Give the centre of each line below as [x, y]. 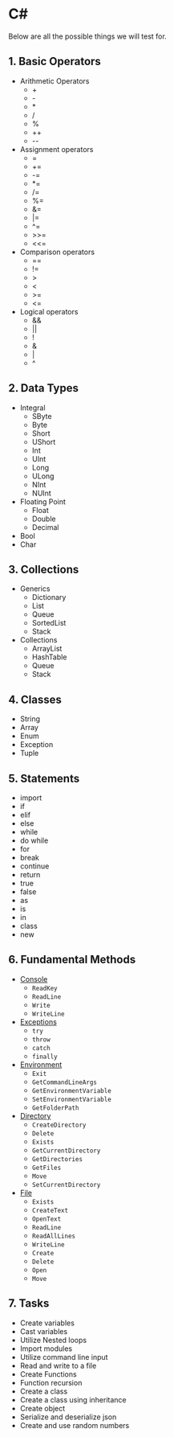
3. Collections [44, 569]
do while [34, 840]
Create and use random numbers [75, 1425]
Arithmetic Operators [55, 80]
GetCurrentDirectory [66, 1151]
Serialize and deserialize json [68, 1417]
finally [45, 1057]
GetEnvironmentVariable [72, 1090]
